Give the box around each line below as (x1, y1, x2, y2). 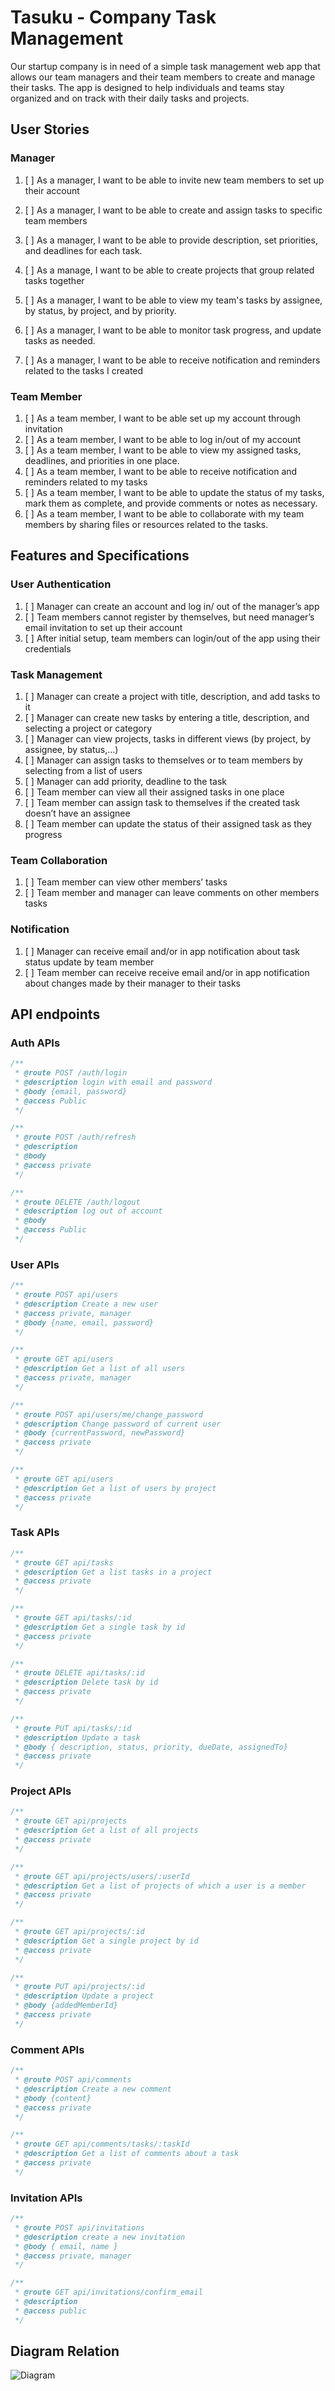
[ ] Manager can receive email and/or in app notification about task (24, 945, 301, 957)
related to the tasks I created (24, 364, 144, 376)
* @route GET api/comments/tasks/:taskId (14, 2139, 190, 2150)
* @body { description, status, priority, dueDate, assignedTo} (14, 1742, 288, 1752)
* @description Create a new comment (14, 2084, 172, 2094)
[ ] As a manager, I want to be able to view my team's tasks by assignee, (24, 294, 323, 306)
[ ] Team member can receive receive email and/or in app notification (24, 966, 310, 978)
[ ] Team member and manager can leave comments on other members (24, 887, 320, 899)
